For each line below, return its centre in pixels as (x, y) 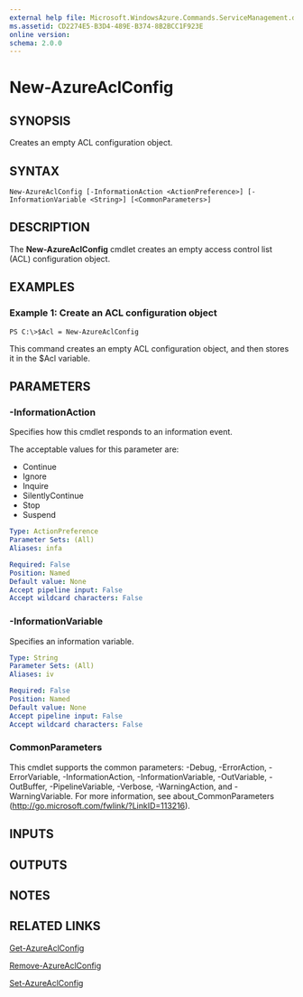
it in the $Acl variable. (50, 358)
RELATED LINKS (55, 926)
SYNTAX (35, 171)
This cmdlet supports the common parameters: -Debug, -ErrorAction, (138, 767)
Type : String (34, 658)
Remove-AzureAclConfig (55, 965)
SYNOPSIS (40, 121)
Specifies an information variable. (72, 641)
